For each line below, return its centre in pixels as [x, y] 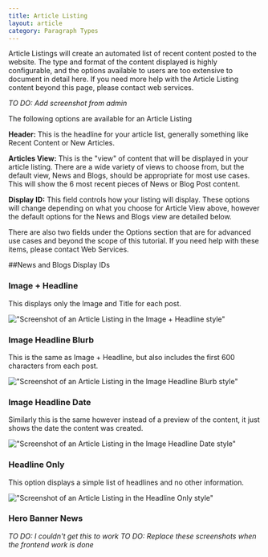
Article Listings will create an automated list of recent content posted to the [132, 54]
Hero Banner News [46, 518]
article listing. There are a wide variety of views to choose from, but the [126, 167]
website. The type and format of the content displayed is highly [113, 62]
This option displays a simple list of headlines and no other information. [126, 482]
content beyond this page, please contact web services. [101, 88]
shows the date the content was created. [76, 428]
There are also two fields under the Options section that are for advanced [130, 232]
